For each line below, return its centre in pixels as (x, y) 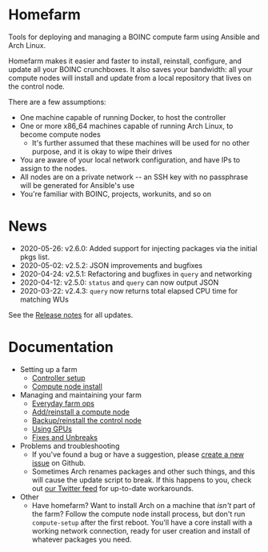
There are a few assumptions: (57, 102)
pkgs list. (35, 257)
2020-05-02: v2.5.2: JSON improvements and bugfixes (111, 265)
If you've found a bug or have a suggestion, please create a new (138, 454)
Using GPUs (52, 429)
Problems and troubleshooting (70, 446)
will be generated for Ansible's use (77, 185)
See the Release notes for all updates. (71, 314)
